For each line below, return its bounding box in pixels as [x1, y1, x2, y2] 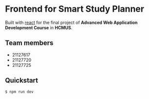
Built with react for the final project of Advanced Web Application [5, 20, 138, 25]
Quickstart [5, 77, 38, 85]
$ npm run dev [5, 89, 34, 94]
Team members [5, 39, 54, 47]
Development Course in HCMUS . [5, 24, 73, 30]
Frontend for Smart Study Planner [5, 3, 145, 15]
